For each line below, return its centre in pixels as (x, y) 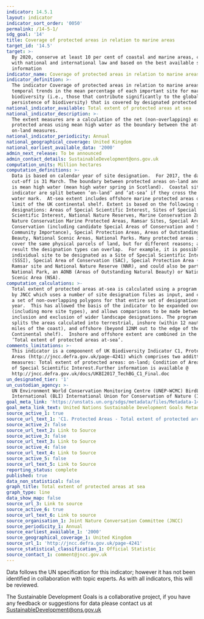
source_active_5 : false (36, 458)
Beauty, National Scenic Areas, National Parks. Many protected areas (103, 238)
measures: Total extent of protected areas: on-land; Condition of (99, 362)
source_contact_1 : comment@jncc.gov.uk (57, 555)
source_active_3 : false (36, 436)
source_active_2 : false (36, 424)
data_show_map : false (34, 498)
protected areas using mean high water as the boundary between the (100, 125)
